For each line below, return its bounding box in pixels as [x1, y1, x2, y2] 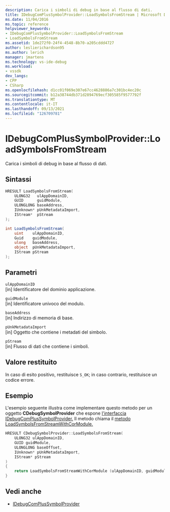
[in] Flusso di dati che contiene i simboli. [5, 343, 90, 349]
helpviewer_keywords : [5, 26, 51, 31]
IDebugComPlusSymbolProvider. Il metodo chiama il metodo [5, 416, 131, 422]
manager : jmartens [5, 54, 44, 60]
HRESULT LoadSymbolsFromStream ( [5, 189, 73, 194]
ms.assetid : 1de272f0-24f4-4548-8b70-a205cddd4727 [5, 41, 114, 46]
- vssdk [5, 69, 22, 74]
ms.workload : [5, 64, 33, 69]
